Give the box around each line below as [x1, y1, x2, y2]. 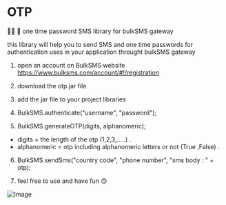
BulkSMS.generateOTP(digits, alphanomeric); [17, 121, 146, 130]
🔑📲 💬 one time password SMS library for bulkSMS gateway [7, 27, 174, 35]
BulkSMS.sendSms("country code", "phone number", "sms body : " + [17, 156, 214, 164]
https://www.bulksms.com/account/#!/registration [17, 68, 160, 77]
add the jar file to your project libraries [17, 95, 126, 104]
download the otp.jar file [17, 81, 87, 90]
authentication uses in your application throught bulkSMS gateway [7, 48, 196, 56]
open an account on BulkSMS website [17, 61, 125, 69]
